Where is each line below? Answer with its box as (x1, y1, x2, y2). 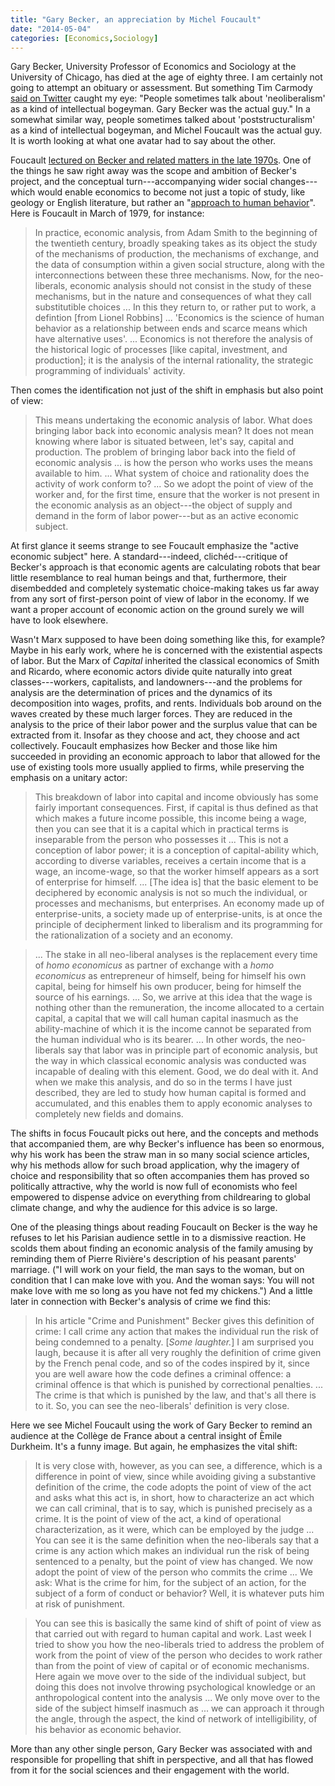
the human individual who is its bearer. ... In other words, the (34, 1034, 285, 1046)
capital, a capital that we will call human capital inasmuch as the (34, 1012, 299, 1025)
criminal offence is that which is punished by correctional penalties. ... (34, 1379, 323, 1391)
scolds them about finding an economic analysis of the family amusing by (10, 1242, 314, 1255)
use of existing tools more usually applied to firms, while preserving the (10, 761, 305, 773)
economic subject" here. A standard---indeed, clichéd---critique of (10, 551, 288, 563)
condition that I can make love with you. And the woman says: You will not (10, 1274, 315, 1286)
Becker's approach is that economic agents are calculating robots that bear (10, 561, 321, 573)
